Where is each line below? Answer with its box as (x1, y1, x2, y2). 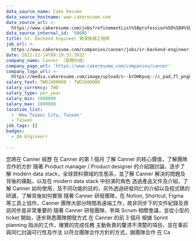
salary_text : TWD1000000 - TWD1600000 (6, 80, 100, 85)
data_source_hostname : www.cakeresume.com (6, 14, 111, 20)
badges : (6, 128, 25, 135)
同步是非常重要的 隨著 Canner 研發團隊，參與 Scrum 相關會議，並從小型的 (10, 206, 190, 214)
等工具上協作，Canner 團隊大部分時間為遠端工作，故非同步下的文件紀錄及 (6, 199, 184, 206)
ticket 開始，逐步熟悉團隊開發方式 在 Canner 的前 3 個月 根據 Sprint (6, 214, 168, 221)
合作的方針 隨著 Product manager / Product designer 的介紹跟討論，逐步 (6, 163, 180, 170)
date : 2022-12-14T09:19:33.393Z (6, 52, 85, 58)
